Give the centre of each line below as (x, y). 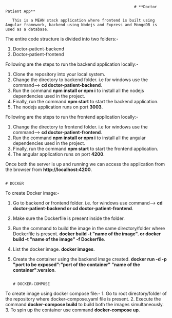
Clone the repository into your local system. (59, 74)
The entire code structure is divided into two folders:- (62, 39)
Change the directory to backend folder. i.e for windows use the (80, 80)
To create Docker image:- (32, 193)
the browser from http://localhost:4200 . (49, 170)
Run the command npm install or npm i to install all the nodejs (78, 90)
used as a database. (27, 29)
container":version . (34, 270)
